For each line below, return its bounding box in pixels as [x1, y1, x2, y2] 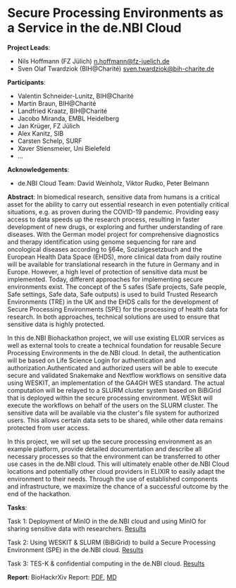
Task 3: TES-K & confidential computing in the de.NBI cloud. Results [7, 559, 205, 568]
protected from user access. [7, 423, 90, 431]
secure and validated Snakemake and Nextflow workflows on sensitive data [7, 371, 227, 379]
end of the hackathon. [7, 489, 72, 498]
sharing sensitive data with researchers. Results [7, 524, 147, 533]
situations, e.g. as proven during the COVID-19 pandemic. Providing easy [7, 207, 220, 216]
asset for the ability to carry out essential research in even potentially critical [7, 200, 230, 209]
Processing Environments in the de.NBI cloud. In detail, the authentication [7, 348, 221, 357]
